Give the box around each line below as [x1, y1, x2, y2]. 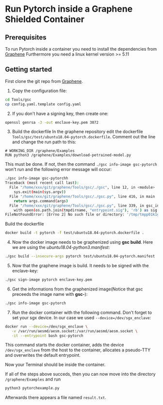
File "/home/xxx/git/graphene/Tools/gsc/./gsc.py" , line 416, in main [9, 194, 155, 199]
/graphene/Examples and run [5, 376, 61, 382]
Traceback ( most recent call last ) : [5, 180, 79, 186]
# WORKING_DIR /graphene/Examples [5, 149, 75, 154]
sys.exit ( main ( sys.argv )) [14, 190, 66, 194]
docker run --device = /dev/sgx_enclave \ [5, 324, 88, 329]
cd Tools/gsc [5, 97, 32, 102]
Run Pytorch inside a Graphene [5, 3, 133, 15]
